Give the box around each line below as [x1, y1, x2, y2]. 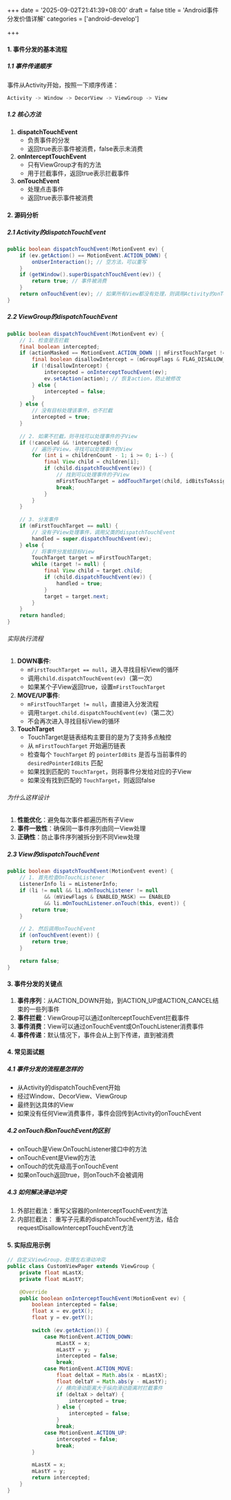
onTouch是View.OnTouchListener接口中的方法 [16, 1145, 148, 1154]
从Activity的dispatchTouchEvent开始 [16, 1083, 121, 1092]
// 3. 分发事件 [19, 516, 59, 523]
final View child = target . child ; [43, 567, 143, 574]
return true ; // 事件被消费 [32, 278, 107, 284]
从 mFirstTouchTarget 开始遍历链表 [27, 742, 126, 750]
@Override [19, 1289, 48, 1295]
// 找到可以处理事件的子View [56, 471, 129, 479]
